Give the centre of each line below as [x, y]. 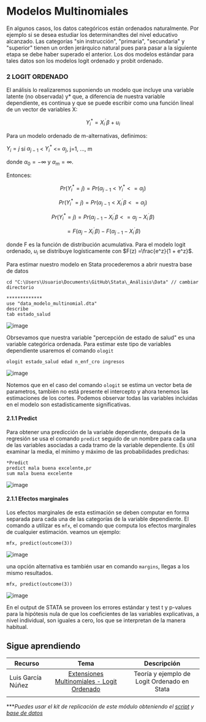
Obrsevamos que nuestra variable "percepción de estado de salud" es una [101, 337]
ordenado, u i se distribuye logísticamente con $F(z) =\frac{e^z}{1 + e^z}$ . [100, 251]
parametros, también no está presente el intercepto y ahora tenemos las [97, 391]
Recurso [27, 663]
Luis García [25, 677]
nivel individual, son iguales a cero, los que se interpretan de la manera [96, 620]
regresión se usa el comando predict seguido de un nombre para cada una [101, 438]
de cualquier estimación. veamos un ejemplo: [64, 532]
